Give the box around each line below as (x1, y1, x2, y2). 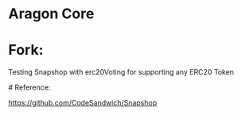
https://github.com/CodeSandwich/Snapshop (8, 98, 158, 108)
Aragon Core (8, 5, 95, 23)
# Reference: (8, 82, 51, 92)
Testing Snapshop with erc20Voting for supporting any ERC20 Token (8, 67, 235, 77)
